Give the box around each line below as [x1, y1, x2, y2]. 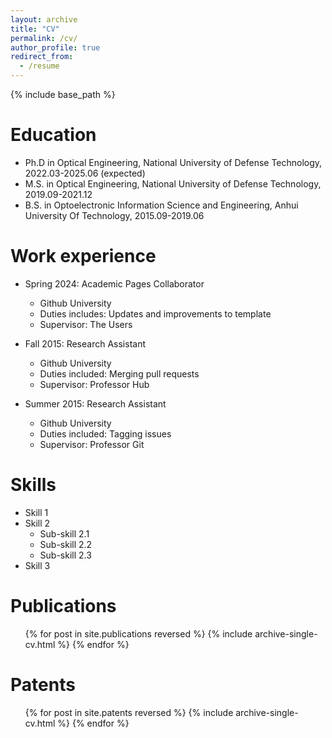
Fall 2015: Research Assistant [24, 337, 146, 350]
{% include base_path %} [10, 89, 116, 100]
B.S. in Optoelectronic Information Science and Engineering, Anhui [24, 199, 299, 211]
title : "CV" [10, 24, 60, 34]
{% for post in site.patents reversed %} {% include [24, 706, 234, 718]
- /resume [19, 61, 60, 71]
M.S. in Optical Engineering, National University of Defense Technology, [24, 177, 322, 190]
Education [10, 124, 97, 146]
